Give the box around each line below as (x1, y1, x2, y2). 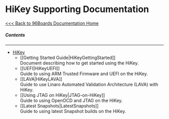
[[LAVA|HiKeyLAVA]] (20, 76, 63, 82)
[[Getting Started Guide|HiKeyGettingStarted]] (20, 54, 116, 61)
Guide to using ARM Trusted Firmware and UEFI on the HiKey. (20, 71, 148, 77)
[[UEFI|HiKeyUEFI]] (20, 65, 60, 71)
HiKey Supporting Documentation (5, 4, 149, 15)
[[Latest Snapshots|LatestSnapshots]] (20, 102, 99, 109)
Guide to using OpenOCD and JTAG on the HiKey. (20, 97, 123, 103)
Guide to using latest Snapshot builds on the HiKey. (20, 108, 126, 114)
